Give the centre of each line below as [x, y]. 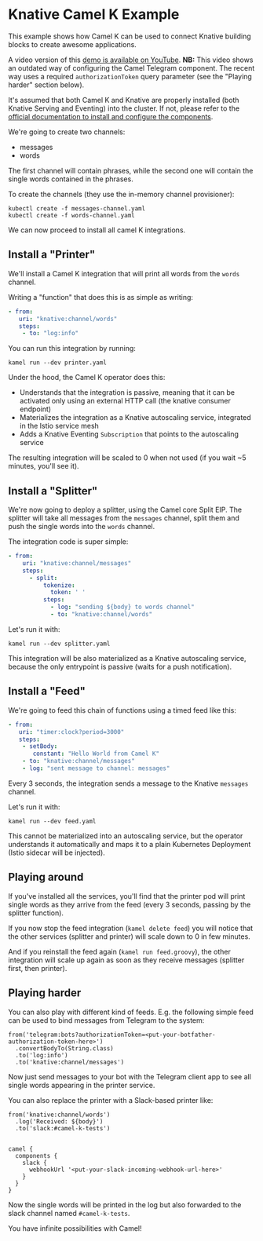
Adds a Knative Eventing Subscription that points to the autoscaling [129, 434]
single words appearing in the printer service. [82, 1085]
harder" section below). [46, 85]
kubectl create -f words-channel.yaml [71, 215]
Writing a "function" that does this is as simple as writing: [101, 297]
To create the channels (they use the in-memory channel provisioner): [121, 194]
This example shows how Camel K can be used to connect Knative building [130, 36]
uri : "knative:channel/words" [68, 319]
